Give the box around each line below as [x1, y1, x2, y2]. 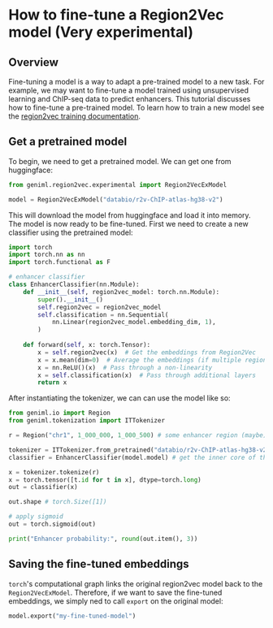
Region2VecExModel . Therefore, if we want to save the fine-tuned [8, 587, 223, 597]
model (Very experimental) [8, 23, 193, 41]
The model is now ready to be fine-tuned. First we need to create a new [8, 219, 249, 228]
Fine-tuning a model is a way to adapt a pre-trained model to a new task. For [8, 77, 265, 86]
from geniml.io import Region [8, 409, 111, 418]
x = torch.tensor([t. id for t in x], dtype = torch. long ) [8, 475, 201, 484]
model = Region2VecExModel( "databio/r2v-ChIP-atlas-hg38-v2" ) [8, 195, 223, 204]
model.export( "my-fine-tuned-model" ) [8, 612, 136, 620]
